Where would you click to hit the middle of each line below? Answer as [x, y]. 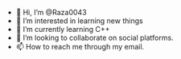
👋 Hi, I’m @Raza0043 [51, 12]
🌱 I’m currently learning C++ [63, 29]
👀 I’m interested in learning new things [79, 21]
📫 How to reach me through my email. [80, 47]
